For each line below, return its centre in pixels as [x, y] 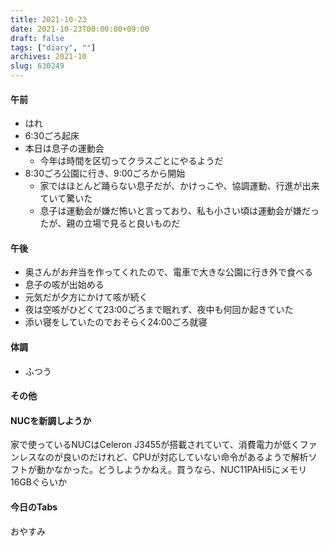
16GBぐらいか [38, 482]
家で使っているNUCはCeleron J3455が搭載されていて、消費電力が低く [155, 445]
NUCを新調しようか [51, 420]
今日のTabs [34, 507]
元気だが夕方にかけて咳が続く [86, 297]
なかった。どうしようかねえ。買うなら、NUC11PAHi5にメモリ [180, 470]
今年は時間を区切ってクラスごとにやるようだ [131, 161]
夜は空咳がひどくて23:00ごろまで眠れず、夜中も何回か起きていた [159, 310]
